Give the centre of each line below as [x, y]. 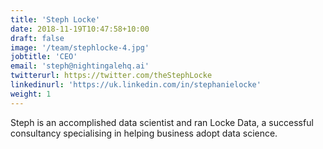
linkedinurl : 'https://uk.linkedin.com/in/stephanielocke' [136, 85]
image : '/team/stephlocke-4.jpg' [80, 47]
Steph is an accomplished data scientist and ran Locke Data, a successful [162, 122]
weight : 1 [31, 94]
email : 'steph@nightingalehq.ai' [80, 66]
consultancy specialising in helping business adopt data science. [144, 133]
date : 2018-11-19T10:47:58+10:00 [80, 29]
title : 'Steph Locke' [55, 19]
